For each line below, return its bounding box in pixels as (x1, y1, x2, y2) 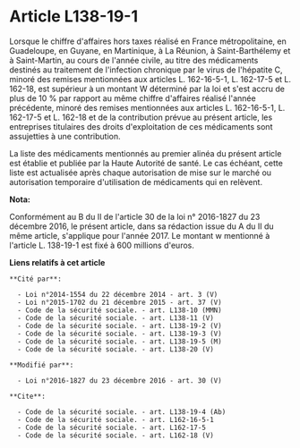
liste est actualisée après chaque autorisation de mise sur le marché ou (9, 167, 271, 178)
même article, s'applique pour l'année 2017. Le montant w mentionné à (9, 230, 270, 241)
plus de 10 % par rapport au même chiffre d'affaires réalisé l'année (9, 92, 257, 104)
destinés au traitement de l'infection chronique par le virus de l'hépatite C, (9, 64, 284, 75)
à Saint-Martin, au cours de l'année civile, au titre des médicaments (9, 55, 259, 65)
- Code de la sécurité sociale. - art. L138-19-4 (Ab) (17, 407, 227, 417)
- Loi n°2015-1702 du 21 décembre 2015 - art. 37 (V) (17, 298, 222, 307)
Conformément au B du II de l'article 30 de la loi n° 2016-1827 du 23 (9, 211, 261, 222)
